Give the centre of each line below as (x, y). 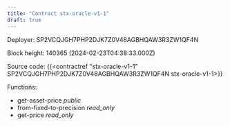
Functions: (22, 87)
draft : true (24, 20)
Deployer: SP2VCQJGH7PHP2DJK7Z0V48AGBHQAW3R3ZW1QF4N (103, 39)
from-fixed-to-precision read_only (66, 107)
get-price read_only (45, 115)
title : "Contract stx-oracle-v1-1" (58, 13)
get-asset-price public (49, 100)
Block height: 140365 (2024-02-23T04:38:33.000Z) (81, 53)
